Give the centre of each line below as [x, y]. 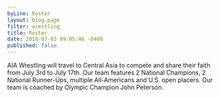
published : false [32, 46]
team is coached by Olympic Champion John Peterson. [86, 87]
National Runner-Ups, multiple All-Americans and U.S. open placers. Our [110, 80]
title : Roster [28, 33]
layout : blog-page [33, 20]
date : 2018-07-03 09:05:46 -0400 [55, 39]
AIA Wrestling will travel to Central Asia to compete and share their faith [109, 65]
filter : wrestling [33, 26]
